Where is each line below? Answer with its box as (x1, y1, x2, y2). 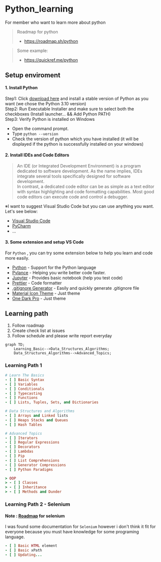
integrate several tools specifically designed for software (16, 173, 131, 179)
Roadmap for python (16, 29, 58, 34)
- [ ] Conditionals (5, 386, 45, 391)
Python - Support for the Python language (12, 264, 97, 270)
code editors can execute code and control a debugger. (16, 194, 129, 199)
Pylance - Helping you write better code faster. (12, 269, 106, 275)
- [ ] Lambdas (5, 449, 34, 454)
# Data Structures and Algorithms (5, 409, 75, 413)
